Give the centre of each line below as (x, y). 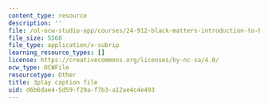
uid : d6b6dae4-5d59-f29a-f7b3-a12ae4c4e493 (82, 90)
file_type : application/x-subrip (64, 45)
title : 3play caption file (53, 82)
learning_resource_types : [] (57, 53)
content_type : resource (48, 16)
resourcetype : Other (43, 75)
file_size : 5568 (35, 38)
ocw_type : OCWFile (39, 68)
